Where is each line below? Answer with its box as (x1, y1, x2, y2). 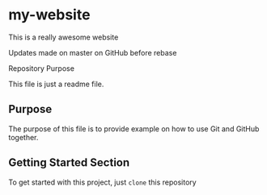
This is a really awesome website (8, 32, 119, 42)
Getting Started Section (8, 156, 130, 170)
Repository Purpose (8, 63, 75, 73)
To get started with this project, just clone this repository (8, 177, 197, 187)
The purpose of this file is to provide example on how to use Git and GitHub (8, 123, 260, 134)
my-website (8, 6, 91, 24)
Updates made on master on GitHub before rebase (8, 48, 177, 57)
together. (8, 132, 39, 142)
